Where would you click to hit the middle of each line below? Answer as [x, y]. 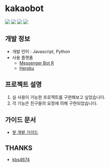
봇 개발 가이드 [25, 132]
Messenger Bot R [37, 63]
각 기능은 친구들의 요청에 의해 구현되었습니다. [55, 103]
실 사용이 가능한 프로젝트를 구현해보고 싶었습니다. [59, 97]
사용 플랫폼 [23, 57]
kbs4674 [21, 160]
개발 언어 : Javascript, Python [41, 51]
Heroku [27, 68]
